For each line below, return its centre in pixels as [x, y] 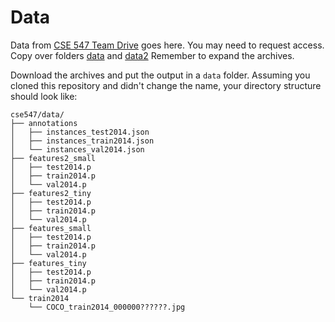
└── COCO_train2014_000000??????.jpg [107, 307]
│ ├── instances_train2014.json [82, 141]
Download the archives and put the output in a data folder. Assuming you [160, 75]
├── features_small [51, 228]
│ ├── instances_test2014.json [80, 132]
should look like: [44, 96]
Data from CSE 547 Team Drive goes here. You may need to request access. [167, 45]
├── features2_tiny [51, 193]
